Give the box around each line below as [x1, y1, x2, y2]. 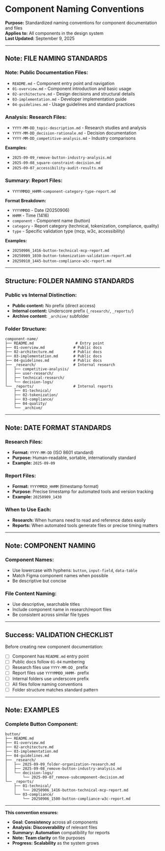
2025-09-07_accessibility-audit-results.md [12, 165, 103, 170]
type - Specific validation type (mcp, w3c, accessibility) [12, 228, 125, 234]
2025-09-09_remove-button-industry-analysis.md [12, 155, 111, 160]
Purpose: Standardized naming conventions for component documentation [5, 20, 157, 26]
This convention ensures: [5, 810, 58, 816]
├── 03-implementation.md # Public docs [5, 354, 102, 359]
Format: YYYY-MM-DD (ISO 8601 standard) [12, 449, 94, 455]
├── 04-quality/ [14, 401, 48, 406]
